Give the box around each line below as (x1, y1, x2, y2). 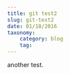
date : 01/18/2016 (7, 23, 58, 29)
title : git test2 (7, 10, 58, 17)
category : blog (19, 36, 64, 42)
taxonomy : (7, 29, 36, 36)
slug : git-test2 (7, 16, 54, 23)
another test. (7, 61, 44, 69)
